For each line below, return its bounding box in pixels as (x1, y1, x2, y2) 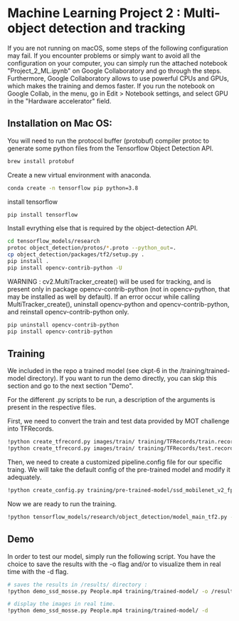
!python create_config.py (7, 487, 84, 494)
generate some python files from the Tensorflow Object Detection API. (7, 144, 214, 153)
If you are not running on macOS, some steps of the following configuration (7, 43, 229, 52)
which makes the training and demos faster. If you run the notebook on (7, 81, 216, 90)
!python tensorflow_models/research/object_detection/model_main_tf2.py (7, 513, 228, 520)
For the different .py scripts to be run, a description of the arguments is (7, 396, 216, 404)
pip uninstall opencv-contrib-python (7, 321, 119, 329)
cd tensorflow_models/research (7, 237, 100, 245)
